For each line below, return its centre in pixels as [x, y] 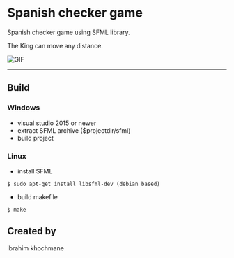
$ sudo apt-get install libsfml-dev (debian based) [84, 184]
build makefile [37, 196]
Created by [32, 231]
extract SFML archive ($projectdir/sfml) [74, 130]
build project [36, 138]
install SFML [35, 171]
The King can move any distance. [55, 45]
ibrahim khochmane [36, 248]
